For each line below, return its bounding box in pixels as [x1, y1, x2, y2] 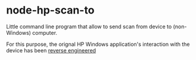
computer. [32, 29, 58, 36]
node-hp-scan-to [6, 4, 95, 17]
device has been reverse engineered [6, 46, 97, 54]
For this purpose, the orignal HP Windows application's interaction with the [6, 41, 190, 48]
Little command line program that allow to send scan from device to [6, 23, 172, 30]
